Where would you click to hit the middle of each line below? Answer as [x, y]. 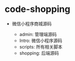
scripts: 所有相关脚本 [41, 46]
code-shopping [37, 9]
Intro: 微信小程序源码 [41, 40]
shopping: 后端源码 [39, 53]
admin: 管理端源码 [38, 34]
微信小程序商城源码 [32, 23]
